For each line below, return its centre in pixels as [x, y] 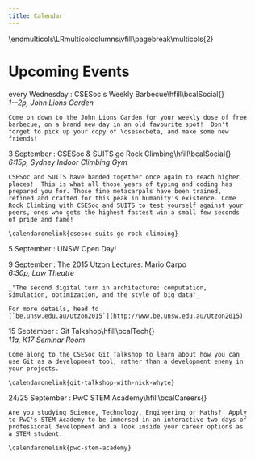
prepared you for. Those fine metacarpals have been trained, [115, 191]
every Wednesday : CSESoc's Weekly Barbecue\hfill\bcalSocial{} [116, 94]
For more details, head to [54, 309]
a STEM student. [36, 433]
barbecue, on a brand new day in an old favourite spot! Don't [119, 124]
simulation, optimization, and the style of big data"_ [104, 295]
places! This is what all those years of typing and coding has [120, 184]
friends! [23, 138]
